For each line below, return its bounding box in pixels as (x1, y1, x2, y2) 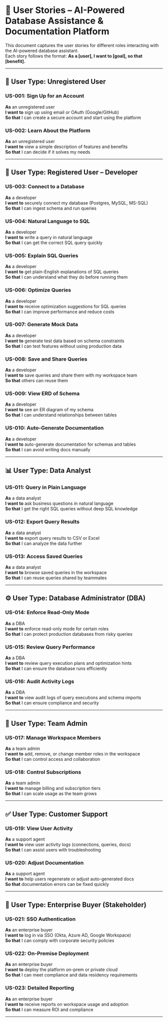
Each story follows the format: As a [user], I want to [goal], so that (5, 53, 142, 59)
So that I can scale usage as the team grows (5, 790, 97, 797)
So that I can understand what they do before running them (5, 274, 128, 280)
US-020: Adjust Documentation (5, 859, 84, 866)
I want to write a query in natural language (5, 234, 92, 240)
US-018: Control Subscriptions (5, 768, 81, 775)
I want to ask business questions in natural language (5, 500, 113, 507)
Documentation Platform (5, 26, 109, 37)
